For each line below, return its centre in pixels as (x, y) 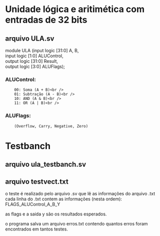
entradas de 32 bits (46, 20)
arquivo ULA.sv (30, 38)
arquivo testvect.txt (37, 182)
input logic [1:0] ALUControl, (34, 56)
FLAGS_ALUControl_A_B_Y (33, 204)
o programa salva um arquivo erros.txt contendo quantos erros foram (77, 223)
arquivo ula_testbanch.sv (46, 164)
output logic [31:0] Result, (32, 61)
